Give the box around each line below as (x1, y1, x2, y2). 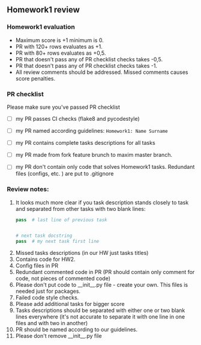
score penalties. (15, 75, 56, 82)
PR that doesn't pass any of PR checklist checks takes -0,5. (15, 55, 163, 63)
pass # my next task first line (15, 239, 100, 245)
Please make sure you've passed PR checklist (7, 103, 121, 111)
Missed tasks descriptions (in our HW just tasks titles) (15, 249, 149, 257)
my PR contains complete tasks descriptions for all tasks (15, 139, 155, 147)
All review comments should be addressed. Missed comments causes (15, 69, 188, 76)
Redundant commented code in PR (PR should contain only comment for (15, 269, 195, 276)
